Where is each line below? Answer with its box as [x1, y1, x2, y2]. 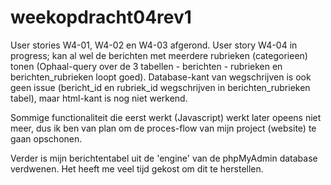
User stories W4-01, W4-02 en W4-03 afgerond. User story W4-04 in [10, 39, 298, 51]
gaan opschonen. [10, 132, 83, 145]
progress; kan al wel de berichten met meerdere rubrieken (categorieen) [10, 49, 308, 61]
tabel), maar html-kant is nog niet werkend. [10, 92, 188, 104]
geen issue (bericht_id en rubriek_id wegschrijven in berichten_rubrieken [10, 81, 311, 93]
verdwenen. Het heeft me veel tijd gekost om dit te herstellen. [10, 162, 264, 175]
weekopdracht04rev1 [10, 6, 192, 29]
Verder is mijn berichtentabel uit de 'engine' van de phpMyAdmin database [10, 152, 318, 164]
